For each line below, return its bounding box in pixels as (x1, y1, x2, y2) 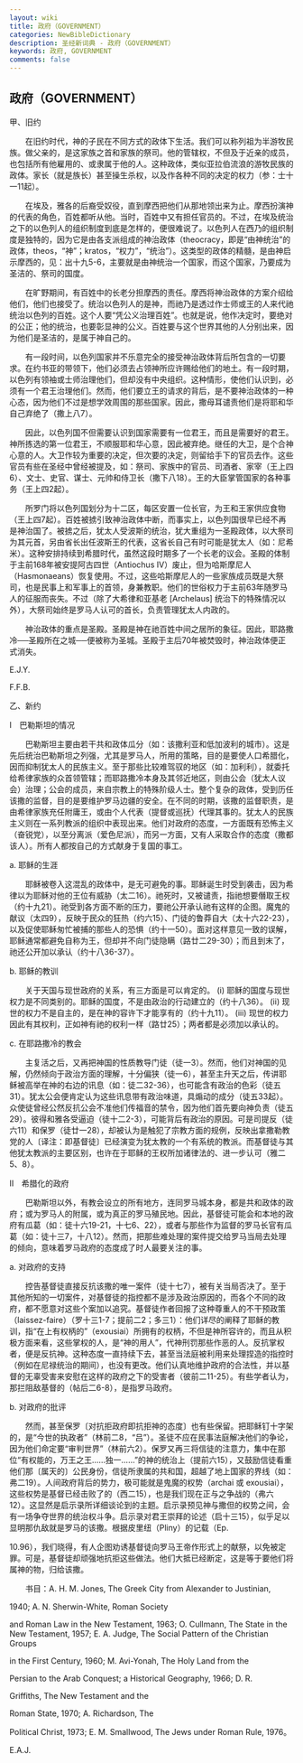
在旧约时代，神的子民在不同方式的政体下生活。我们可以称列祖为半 (24, 135, 271, 146)
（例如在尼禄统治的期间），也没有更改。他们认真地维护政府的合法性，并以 (9, 1359, 282, 1370)
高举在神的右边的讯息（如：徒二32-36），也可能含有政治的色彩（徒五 (24, 1079, 281, 1090)
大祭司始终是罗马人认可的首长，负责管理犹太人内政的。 (28, 604, 234, 615)
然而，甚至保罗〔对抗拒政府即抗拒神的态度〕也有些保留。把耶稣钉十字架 (24, 1420, 294, 1432)
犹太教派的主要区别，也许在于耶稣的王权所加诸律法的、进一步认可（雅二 (16, 1147, 286, 1158)
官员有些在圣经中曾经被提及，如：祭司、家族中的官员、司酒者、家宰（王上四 (9, 461, 294, 471)
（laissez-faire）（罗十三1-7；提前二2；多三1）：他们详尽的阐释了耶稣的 (9, 1314, 272, 1325)
